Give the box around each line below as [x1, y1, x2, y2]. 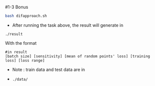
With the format [5, 40, 37, 46]
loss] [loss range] [5, 58, 45, 63]
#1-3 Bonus [5, 4, 28, 10]
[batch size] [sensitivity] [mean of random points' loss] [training [5, 53, 151, 59]
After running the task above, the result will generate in [12, 22, 124, 28]
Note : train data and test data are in [12, 67, 85, 72]
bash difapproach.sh [5, 14, 48, 18]
